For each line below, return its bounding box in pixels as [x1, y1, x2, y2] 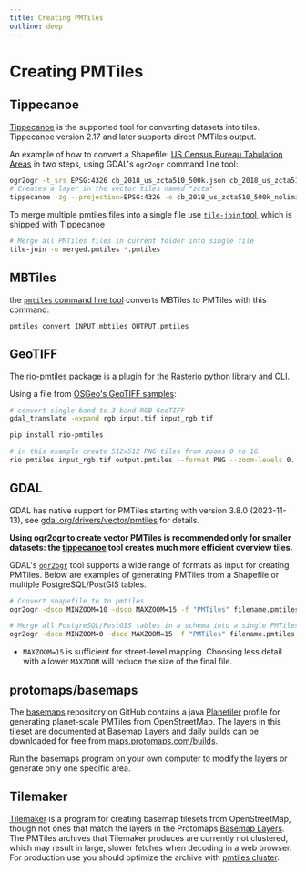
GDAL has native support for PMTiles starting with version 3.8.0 [9, 504, 249, 515]
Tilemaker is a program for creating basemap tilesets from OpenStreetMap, [9, 813, 291, 824]
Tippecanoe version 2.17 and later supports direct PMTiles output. [9, 131, 257, 142]
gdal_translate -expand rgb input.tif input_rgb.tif [9, 414, 214, 423]
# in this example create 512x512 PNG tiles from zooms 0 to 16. [9, 447, 262, 456]
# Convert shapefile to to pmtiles [9, 596, 145, 605]
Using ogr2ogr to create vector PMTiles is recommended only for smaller [9, 532, 291, 542]
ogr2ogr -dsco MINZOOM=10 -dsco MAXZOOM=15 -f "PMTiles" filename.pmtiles [9, 604, 300, 614]
